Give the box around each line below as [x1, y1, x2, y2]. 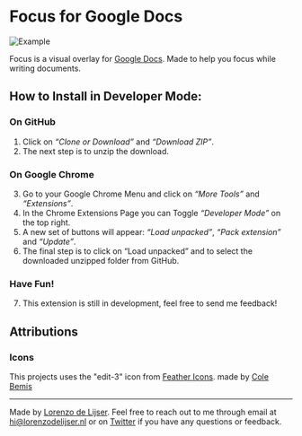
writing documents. [9, 63, 81, 74]
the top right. [22, 217, 71, 228]
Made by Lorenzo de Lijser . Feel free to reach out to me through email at [9, 406, 277, 417]
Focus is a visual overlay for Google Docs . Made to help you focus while [9, 53, 277, 64]
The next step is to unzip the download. [22, 145, 169, 156]
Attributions [9, 324, 79, 339]
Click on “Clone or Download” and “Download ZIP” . [22, 136, 214, 147]
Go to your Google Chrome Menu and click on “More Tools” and [22, 188, 261, 199]
